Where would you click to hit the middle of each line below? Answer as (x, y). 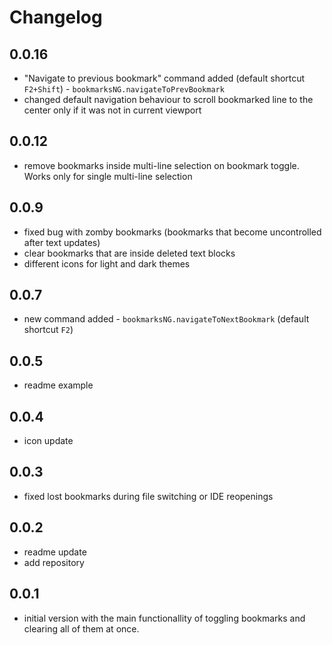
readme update (55, 552)
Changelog (56, 17)
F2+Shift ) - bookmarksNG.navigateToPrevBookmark (124, 89)
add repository (54, 562)
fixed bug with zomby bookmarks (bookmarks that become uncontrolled (172, 232)
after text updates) (62, 242)
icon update (48, 441)
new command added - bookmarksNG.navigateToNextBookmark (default (166, 319)
